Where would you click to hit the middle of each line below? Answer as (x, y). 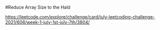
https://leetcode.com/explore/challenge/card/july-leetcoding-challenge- (80, 17)
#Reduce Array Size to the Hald (38, 7)
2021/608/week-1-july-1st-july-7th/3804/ (48, 22)
